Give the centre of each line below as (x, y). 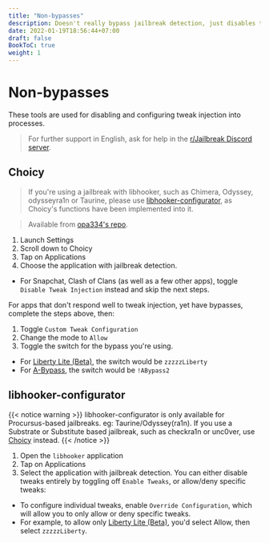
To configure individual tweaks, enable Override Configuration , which (136, 505)
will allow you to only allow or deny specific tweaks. (105, 513)
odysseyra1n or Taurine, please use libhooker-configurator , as (130, 200)
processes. (27, 123)
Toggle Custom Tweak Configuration (79, 328)
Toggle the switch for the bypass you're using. (96, 346)
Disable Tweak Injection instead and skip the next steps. (114, 289)
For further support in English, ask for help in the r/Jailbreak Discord (140, 139)
